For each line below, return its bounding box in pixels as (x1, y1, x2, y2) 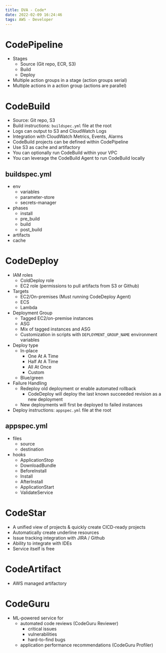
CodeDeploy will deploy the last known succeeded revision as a (27, 391, 161, 397)
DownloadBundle (20, 462, 56, 468)
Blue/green (20, 375, 44, 380)
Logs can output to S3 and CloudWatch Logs (12, 128, 107, 134)
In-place (20, 348, 38, 353)
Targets (12, 288, 29, 294)
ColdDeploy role (20, 278, 54, 283)
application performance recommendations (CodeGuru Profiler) (20, 642, 153, 648)
